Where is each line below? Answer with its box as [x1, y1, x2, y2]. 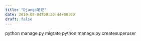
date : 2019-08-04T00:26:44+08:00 [5, 12, 75, 17]
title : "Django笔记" [5, 7, 47, 12]
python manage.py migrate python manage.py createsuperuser [5, 30, 136, 36]
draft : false [5, 16, 33, 21]
